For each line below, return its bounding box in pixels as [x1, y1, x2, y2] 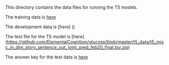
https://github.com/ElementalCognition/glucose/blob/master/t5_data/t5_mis [7, 39, 164, 45]
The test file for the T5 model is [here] [5, 34, 84, 39]
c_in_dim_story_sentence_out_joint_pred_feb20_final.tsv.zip [5, 44, 129, 50]
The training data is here [5, 14, 57, 20]
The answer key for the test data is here [5, 54, 88, 60]
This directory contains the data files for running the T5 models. [5, 5, 138, 10]
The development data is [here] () [5, 24, 75, 30]
